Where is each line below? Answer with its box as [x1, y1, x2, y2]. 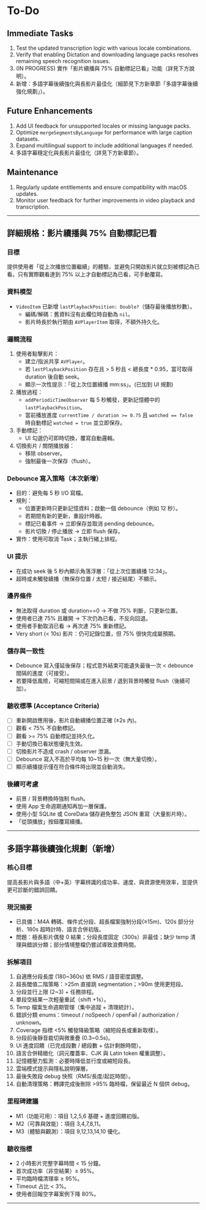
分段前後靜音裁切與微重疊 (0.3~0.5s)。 [15, 1035, 114, 1042]
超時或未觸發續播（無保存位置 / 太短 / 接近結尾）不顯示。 [15, 575, 160, 582]
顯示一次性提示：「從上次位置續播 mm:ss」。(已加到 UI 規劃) [24, 380, 174, 388]
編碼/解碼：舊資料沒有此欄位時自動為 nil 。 [24, 310, 134, 318]
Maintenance [7, 167, 59, 178]
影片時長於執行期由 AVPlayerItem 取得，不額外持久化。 [24, 318, 163, 325]
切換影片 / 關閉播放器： [15, 442, 75, 449]
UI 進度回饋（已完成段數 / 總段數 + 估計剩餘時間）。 [15, 1042, 144, 1049]
